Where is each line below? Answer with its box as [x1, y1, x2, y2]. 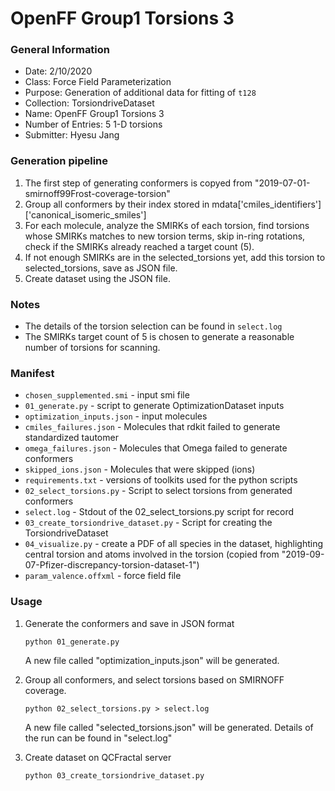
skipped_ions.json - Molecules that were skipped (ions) [24, 463, 256, 476]
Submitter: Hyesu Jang [24, 129, 120, 141]
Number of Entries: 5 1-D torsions [24, 118, 163, 131]
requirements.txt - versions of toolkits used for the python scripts [24, 474, 298, 486]
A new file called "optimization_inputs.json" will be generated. [24, 654, 280, 666]
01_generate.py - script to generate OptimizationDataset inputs [24, 400, 285, 412]
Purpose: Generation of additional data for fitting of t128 [24, 87, 257, 99]
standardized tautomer [24, 432, 119, 444]
